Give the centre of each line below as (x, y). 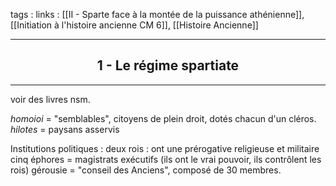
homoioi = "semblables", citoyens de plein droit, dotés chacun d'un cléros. (163, 118)
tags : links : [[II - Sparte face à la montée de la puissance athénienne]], (157, 14)
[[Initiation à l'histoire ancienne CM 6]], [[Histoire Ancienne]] (134, 25)
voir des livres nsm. (50, 99)
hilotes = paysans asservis (65, 129)
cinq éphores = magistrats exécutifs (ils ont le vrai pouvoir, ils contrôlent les (166, 159)
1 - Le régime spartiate (168, 65)
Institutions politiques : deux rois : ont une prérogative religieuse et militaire (165, 148)
